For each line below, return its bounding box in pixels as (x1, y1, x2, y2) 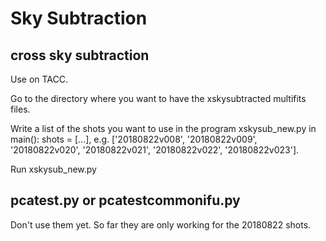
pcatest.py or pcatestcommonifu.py (10, 192, 241, 209)
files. (10, 103, 31, 115)
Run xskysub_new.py (10, 163, 97, 175)
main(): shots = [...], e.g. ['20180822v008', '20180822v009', (10, 133, 258, 145)
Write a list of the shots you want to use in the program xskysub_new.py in (10, 123, 317, 134)
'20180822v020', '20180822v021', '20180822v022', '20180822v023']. (10, 144, 300, 156)
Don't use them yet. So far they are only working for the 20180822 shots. (10, 218, 312, 231)
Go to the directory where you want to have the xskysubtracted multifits (10, 93, 307, 104)
